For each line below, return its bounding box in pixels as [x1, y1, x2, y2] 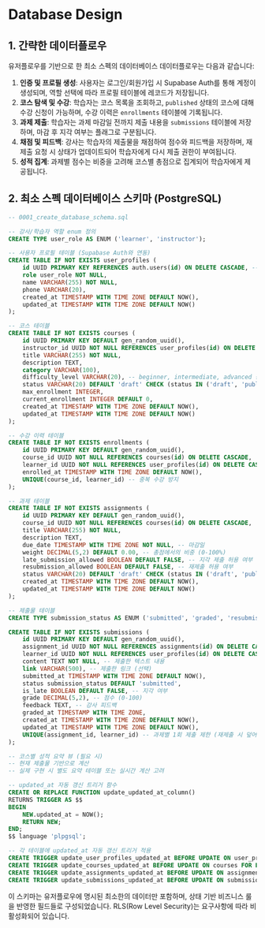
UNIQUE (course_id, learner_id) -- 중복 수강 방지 [22, 475, 179, 483]
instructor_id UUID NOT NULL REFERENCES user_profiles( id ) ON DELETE [22, 344, 256, 352]
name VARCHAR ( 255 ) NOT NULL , [22, 278, 118, 286]
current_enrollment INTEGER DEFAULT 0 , [22, 396, 154, 404]
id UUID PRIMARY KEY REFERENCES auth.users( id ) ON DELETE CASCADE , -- [22, 264, 259, 272]
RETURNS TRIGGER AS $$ [8, 796, 83, 803]
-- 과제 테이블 [8, 497, 50, 505]
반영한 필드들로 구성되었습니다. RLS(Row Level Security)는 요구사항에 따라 [16, 901, 248, 911]
